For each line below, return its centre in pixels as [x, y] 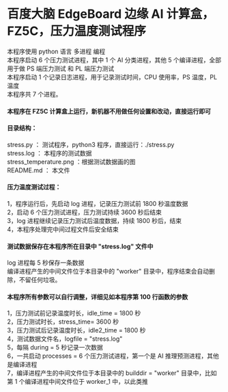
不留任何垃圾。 [40, 280]
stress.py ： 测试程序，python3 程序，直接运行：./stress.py [91, 144]
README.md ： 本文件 [39, 170]
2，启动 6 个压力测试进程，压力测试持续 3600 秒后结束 [84, 212]
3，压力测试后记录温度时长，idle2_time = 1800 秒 [76, 330]
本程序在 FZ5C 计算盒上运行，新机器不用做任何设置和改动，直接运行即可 [109, 111]
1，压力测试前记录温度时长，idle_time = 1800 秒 [74, 313]
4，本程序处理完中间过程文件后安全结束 [63, 229]
